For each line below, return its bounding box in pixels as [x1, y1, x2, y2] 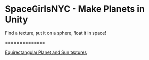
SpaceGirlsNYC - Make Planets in [5, 3, 145, 15]
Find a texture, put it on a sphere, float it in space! [5, 30, 106, 36]
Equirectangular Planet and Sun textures [5, 49, 87, 55]
